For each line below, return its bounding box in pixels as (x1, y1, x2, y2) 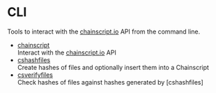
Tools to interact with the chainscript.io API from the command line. (7, 27, 201, 36)
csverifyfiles (17, 71, 54, 79)
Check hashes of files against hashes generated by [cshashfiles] (17, 78, 203, 86)
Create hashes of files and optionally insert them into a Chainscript (17, 63, 209, 71)
